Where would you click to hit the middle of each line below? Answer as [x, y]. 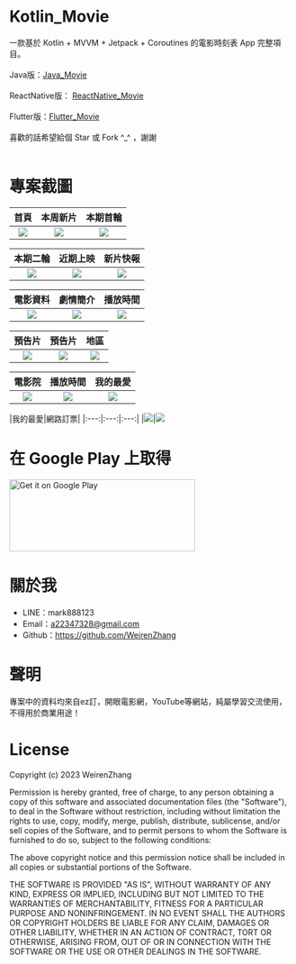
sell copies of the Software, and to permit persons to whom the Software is [148, 830]
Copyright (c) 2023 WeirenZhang [71, 774]
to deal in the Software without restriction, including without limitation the [145, 811]
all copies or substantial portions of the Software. [100, 867]
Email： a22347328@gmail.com [81, 623]
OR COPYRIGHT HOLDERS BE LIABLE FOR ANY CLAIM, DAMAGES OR [139, 923]
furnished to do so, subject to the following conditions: [110, 840]
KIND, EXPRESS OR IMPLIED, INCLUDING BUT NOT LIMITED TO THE [137, 894]
